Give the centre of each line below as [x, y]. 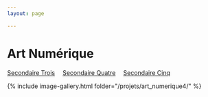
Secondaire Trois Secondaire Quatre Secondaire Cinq [89, 72]
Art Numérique [50, 53]
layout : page [26, 13]
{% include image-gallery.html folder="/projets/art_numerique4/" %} [104, 86]
